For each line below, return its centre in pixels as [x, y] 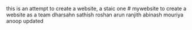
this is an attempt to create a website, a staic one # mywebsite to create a [96, 9]
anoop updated [25, 21]
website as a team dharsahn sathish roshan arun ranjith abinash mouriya [95, 15]
